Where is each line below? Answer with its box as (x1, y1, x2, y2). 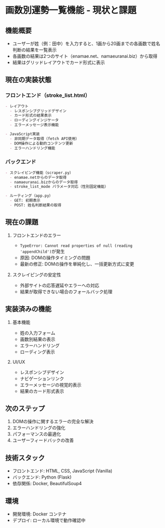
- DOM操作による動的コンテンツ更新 (10, 141, 74, 146)
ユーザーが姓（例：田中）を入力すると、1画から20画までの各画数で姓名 (12, 41, 160, 46)
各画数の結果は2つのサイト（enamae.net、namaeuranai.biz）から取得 (12, 53, 158, 59)
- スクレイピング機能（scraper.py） (5, 170, 74, 175)
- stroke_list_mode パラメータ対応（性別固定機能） (10, 184, 109, 189)
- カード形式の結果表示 (10, 113, 52, 118)
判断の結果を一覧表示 (12, 47, 57, 53)
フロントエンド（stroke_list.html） (5, 92, 90, 99)
